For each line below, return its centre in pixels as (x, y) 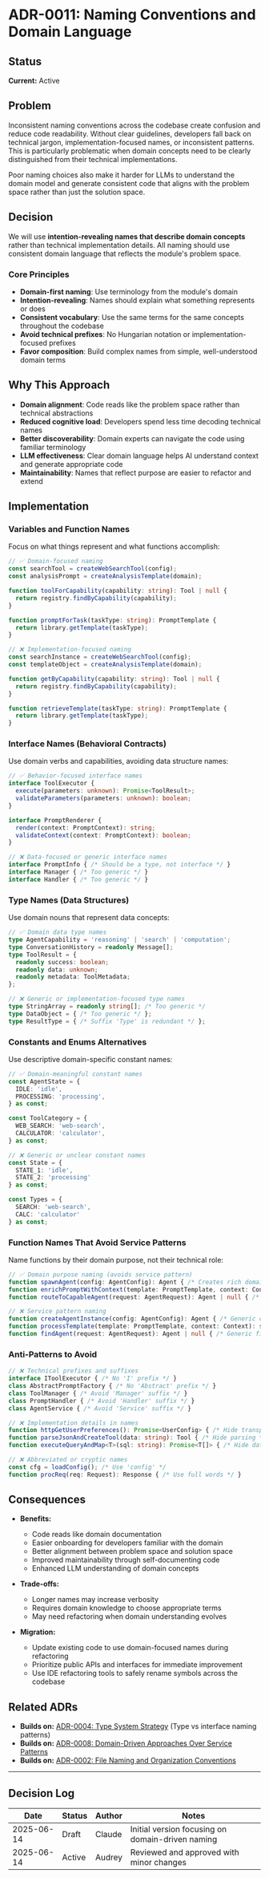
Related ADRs (43, 1707)
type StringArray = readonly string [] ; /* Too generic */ (107, 1007)
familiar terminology (53, 447)
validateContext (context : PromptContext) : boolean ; (104, 835)
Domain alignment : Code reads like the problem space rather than (130, 404)
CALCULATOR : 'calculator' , (60, 1134)
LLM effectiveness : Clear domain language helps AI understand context (139, 456)
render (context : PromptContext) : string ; (86, 828)
